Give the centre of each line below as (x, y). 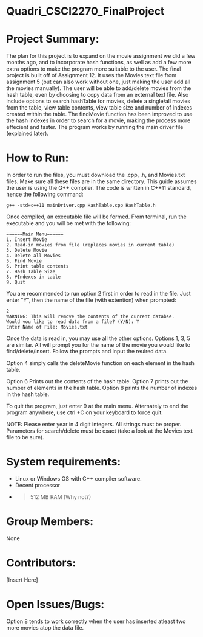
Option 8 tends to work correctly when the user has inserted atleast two (96, 621)
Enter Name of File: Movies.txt (47, 327)
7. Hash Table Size (31, 272)
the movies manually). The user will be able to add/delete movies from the (99, 88)
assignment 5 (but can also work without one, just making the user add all (98, 82)
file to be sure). (25, 437)
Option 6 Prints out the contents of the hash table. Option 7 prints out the (97, 381)
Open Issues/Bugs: (55, 604)
